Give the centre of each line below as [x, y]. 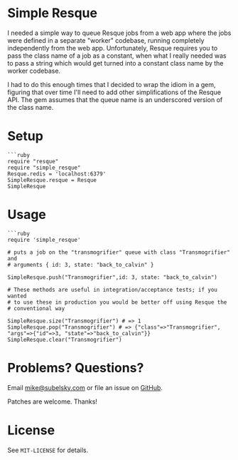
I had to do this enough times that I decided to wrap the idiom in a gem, [112, 84]
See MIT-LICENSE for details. [48, 450]
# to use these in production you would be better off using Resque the [117, 302]
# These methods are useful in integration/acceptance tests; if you [113, 290]
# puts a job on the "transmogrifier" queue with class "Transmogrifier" [119, 252]
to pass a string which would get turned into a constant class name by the [115, 63]
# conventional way [36, 308]
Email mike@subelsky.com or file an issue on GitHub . [85, 387]
